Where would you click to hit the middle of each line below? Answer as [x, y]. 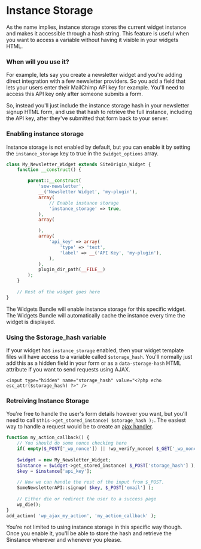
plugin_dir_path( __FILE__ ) [72, 270]
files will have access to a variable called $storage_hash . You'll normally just [99, 356]
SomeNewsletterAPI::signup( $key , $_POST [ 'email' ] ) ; [85, 488]
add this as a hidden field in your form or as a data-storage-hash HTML [94, 363]
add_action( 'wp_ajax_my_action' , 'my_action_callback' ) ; [81, 516]
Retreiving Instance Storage [48, 401]
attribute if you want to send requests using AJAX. [68, 369]
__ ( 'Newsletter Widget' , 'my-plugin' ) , [88, 192]
